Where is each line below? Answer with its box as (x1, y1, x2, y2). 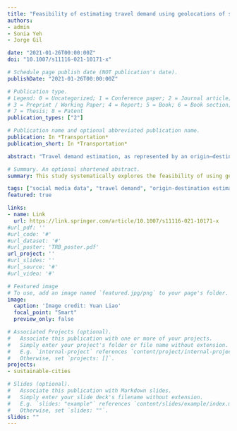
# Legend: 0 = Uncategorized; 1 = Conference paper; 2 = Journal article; (7, 95, 232, 102)
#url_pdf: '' (7, 224, 46, 231)
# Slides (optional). (7, 381, 71, 388)
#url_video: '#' (7, 270, 55, 277)
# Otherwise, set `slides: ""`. (7, 407, 109, 414)
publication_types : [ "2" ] (7, 114, 83, 122)
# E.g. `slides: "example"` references (7, 400, 131, 407)
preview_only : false (13, 316, 74, 323)
